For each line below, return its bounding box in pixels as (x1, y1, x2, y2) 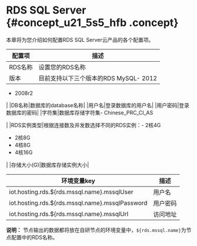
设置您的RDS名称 (38, 63, 86, 71)
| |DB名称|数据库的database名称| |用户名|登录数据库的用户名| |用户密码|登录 (6, 101, 190, 109)
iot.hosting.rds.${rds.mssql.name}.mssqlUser (9, 188, 133, 196)
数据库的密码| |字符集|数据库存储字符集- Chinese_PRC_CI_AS (6, 109, 153, 116)
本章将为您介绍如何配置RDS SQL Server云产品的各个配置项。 (6, 36, 154, 43)
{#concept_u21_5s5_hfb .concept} (6, 16, 179, 29)
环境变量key (61, 177, 95, 185)
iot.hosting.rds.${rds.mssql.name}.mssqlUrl (9, 210, 129, 218)
